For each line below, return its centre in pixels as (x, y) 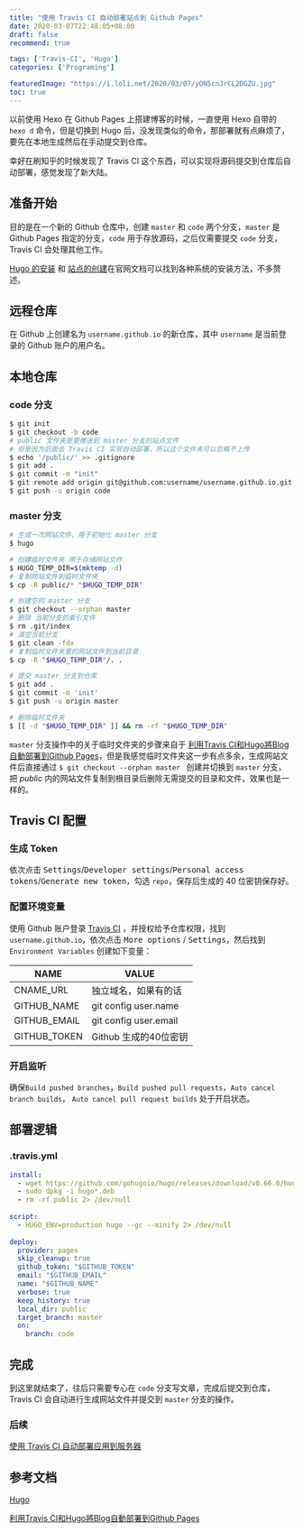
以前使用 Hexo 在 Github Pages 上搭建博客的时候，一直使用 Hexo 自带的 (143, 119)
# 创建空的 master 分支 (50, 601)
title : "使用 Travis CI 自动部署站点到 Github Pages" (106, 18)
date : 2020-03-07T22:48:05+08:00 (72, 26)
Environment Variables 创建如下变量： (81, 951)
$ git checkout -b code (54, 432)
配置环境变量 (37, 907)
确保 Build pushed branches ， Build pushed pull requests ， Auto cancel (142, 1087)
